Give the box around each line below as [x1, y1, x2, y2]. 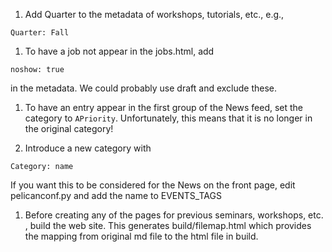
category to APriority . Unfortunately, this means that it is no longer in [24, 112, 313, 124]
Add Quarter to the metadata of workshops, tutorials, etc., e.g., [24, 9, 285, 20]
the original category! [24, 123, 114, 134]
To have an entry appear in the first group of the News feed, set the [24, 102, 304, 113]
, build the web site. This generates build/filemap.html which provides [24, 220, 312, 231]
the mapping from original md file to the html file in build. [24, 230, 259, 242]
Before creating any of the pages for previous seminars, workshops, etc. [24, 209, 324, 221]
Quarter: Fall [10, 28, 70, 38]
